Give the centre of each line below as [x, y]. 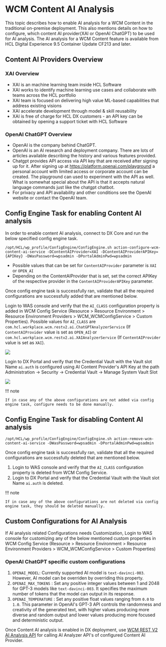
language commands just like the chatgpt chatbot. [63, 187]
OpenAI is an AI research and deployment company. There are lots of [83, 150]
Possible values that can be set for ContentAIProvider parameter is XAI [84, 265]
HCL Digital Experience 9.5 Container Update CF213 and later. [68, 44]
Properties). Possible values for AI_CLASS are [51, 322]
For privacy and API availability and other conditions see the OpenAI [82, 193]
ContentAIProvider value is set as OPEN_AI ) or [51, 332]
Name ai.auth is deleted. [38, 483]
